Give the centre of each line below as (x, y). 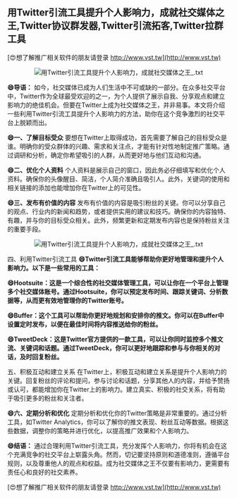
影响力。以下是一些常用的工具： (54, 268)
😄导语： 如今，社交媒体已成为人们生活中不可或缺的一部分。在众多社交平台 (116, 87)
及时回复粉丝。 (41, 356)
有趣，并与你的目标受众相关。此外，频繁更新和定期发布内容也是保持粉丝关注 (119, 220)
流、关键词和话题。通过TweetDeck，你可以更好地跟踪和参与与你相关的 (111, 348)
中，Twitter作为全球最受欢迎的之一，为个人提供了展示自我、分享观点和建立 (116, 96)
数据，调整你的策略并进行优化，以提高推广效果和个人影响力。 (103, 430)
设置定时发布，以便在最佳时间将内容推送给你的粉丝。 (85, 324)
